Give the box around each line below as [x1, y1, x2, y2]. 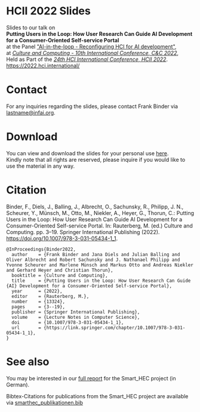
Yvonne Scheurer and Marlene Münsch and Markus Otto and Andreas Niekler [6, 262, 194, 268]
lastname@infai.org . [6, 109, 56, 116]
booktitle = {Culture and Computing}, [11, 272, 109, 278]
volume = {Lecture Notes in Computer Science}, [11, 314, 140, 320]
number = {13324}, [11, 299, 66, 305]
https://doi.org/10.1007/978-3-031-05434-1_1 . [6, 235, 118, 242]
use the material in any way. [6, 162, 75, 170]
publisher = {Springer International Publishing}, [11, 309, 140, 315]
